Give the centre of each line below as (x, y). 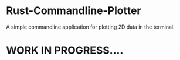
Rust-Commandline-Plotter (74, 11)
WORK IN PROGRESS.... (65, 50)
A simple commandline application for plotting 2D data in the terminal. (90, 27)
